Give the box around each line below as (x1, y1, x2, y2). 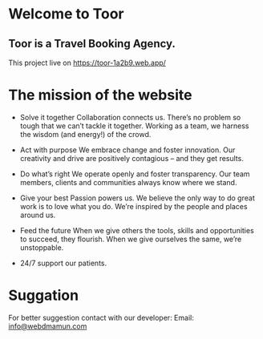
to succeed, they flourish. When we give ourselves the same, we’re (19, 234, 242, 244)
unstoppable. (19, 242, 64, 252)
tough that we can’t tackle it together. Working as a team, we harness (19, 121, 249, 131)
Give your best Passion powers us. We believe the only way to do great (19, 193, 255, 203)
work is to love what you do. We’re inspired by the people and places (19, 201, 248, 211)
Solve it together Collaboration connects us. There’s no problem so (19, 112, 241, 122)
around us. (19, 210, 56, 220)
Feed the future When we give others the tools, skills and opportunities (19, 225, 254, 235)
